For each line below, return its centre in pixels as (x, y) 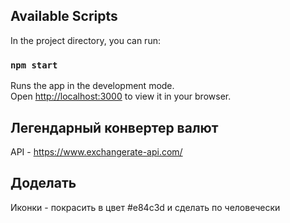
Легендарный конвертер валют (114, 127)
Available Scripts (64, 16)
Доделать (43, 183)
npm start (34, 65)
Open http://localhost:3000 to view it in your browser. (121, 96)
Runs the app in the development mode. (92, 86)
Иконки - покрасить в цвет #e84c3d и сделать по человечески (145, 207)
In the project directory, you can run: (85, 40)
